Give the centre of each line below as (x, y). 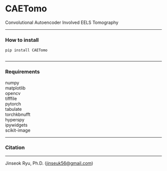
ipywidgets (16, 125)
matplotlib (15, 88)
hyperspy (15, 119)
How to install (22, 40)
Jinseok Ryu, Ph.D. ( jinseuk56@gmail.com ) (49, 163)
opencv (13, 93)
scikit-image (18, 130)
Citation (15, 148)
